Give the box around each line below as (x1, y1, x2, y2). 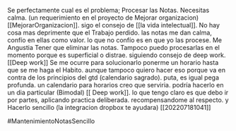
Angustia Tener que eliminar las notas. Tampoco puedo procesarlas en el (7, 44, 220, 51)
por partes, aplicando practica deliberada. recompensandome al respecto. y (7, 96, 229, 104)
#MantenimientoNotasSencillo (7, 117, 95, 125)
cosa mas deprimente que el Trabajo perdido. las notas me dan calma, (7, 28, 212, 37)
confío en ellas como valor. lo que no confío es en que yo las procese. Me (7, 36, 223, 44)
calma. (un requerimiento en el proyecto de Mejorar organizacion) (7, 13, 199, 22)
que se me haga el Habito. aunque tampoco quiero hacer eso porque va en (7, 66, 226, 74)
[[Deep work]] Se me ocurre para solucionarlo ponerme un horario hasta (7, 58, 219, 66)
